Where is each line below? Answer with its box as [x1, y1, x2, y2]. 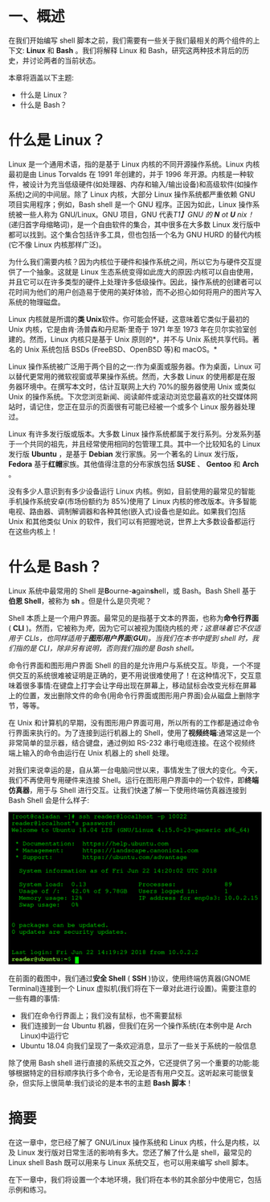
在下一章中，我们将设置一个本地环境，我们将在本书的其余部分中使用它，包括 [8, 1175, 262, 1184]
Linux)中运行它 [19, 1031, 70, 1040]
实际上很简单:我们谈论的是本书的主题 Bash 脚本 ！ [29, 1078, 194, 1088]
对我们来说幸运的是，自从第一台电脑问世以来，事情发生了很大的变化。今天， [8, 765, 262, 774]
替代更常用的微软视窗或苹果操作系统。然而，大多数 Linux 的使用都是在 [14, 371, 249, 381]
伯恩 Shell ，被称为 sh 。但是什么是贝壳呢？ [8, 596, 153, 605]
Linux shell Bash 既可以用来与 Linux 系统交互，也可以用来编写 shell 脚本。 [8, 1157, 253, 1167]
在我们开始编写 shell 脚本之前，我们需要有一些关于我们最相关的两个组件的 [8, 35, 253, 45]
